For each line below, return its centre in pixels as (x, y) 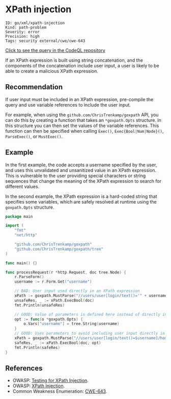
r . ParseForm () (29, 277)
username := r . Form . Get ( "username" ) (53, 282)
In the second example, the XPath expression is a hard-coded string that (81, 196)
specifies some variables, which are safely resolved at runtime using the (81, 202)
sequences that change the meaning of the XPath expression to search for (83, 181)
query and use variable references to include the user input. (68, 105)
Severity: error (22, 32)
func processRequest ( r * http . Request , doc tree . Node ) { (66, 272)
